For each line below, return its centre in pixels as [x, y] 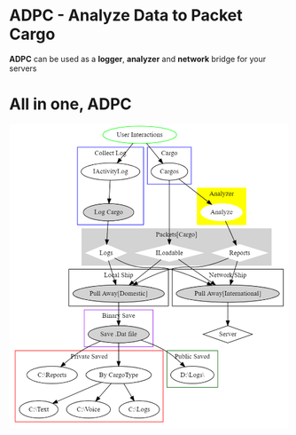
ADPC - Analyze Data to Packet [126, 16]
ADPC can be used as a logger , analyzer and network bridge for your [138, 59]
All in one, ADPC [70, 104]
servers [23, 68]
